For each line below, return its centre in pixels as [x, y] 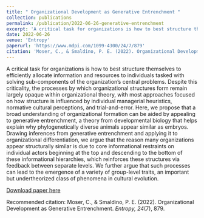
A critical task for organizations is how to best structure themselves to [94, 69]
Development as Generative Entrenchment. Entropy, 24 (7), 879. [86, 208]
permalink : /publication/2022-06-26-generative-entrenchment [85, 23]
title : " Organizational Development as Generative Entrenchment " [93, 12]
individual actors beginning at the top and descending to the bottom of [95, 152]
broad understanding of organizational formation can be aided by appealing [101, 114]
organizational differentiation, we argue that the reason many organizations [100, 140]
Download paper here [33, 190]
